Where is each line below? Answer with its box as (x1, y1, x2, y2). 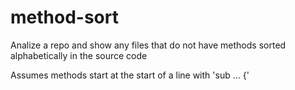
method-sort (10, 6, 119, 29)
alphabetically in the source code (10, 49, 148, 61)
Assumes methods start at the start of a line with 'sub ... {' (10, 69, 250, 81)
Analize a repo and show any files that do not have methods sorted (10, 39, 287, 51)
